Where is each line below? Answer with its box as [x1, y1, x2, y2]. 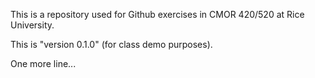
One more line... [10, 58, 77, 69]
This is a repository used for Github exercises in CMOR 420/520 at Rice [10, 9, 305, 20]
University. [10, 19, 55, 31]
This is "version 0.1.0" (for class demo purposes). [10, 39, 213, 50]
